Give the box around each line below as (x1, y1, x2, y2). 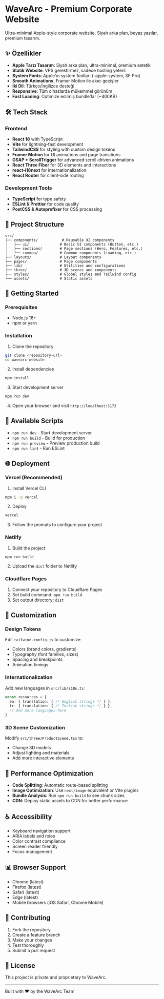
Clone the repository (12, 343, 54, 349)
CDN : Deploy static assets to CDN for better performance (12, 798, 128, 804)
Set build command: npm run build (12, 591, 82, 597)
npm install (5, 376, 29, 381)
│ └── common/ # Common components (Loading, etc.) (5, 250, 137, 255)
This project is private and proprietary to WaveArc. (5, 975, 106, 980)
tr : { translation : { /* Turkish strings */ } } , (9, 704, 112, 709)
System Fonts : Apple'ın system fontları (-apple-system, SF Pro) (12, 72, 141, 79)
